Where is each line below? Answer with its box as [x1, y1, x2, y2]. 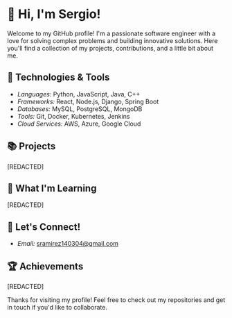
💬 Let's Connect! [7, 221, 81, 233]
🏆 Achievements [7, 260, 84, 272]
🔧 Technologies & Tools [7, 72, 110, 83]
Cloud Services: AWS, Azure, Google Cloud [17, 119, 141, 128]
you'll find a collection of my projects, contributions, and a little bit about [7, 44, 213, 52]
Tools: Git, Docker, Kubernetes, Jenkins [17, 112, 130, 120]
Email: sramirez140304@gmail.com [17, 240, 119, 248]
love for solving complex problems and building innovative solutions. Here [7, 36, 218, 44]
